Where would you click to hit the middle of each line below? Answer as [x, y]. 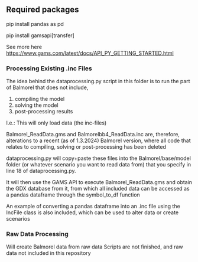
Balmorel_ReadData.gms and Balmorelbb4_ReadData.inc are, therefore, [93, 135]
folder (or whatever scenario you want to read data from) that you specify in [98, 165]
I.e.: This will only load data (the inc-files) [56, 123]
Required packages [43, 10]
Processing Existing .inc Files [49, 68]
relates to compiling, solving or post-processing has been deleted [86, 147]
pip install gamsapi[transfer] [40, 35]
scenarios [18, 219]
